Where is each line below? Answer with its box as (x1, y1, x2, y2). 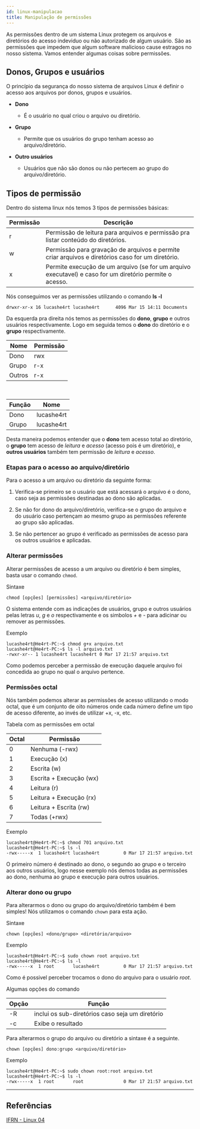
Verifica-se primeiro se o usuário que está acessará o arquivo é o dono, (14, 488, 191, 496)
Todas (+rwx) (30, 813, 68, 821)
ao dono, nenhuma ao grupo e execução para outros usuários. (6, 873, 160, 880)
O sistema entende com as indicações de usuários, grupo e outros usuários (6, 605, 192, 612)
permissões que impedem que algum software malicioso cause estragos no (6, 43, 192, 51)
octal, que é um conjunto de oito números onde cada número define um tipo (6, 703, 193, 710)
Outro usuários (14, 153, 54, 160)
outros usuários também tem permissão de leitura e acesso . (6, 448, 156, 456)
